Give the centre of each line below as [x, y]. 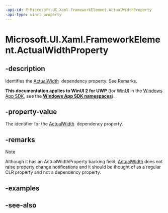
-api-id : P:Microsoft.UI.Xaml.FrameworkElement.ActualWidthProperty [78, 10]
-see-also [21, 205]
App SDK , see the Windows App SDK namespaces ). [60, 96]
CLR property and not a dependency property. [53, 172]
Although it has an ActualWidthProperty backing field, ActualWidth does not [84, 162]
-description [25, 69]
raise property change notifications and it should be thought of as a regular [83, 167]
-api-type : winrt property [33, 15]
